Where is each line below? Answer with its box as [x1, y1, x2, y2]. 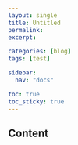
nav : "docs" [15, 76, 55, 84]
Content [8, 126, 49, 140]
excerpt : [8, 33, 37, 42]
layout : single [8, 11, 58, 20]
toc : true [8, 90, 41, 98]
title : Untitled [8, 19, 61, 27]
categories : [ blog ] [8, 48, 72, 56]
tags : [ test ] [8, 55, 51, 63]
